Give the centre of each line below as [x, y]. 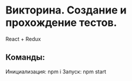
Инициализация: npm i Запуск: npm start [56, 72]
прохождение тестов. [61, 23]
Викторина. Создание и [66, 10]
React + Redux [23, 39]
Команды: [25, 57]
